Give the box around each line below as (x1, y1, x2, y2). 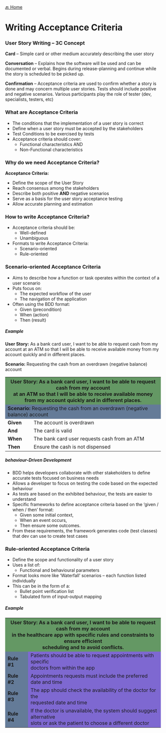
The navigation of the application (19, 295, 87, 302)
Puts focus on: (12, 285, 42, 291)
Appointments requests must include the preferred (30, 672, 148, 679)
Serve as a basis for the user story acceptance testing (12, 196, 123, 202)
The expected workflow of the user (19, 291, 91, 296)
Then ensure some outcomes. (19, 522, 81, 528)
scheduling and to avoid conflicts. (42, 644, 124, 651)
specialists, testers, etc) (5, 96, 54, 102)
